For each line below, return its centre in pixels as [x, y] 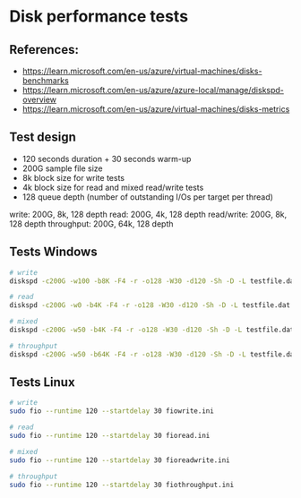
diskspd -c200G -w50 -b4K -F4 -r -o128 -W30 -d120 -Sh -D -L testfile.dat [152, 330]
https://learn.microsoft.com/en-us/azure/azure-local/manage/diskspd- [153, 90]
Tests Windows [53, 252]
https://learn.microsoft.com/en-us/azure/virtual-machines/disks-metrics [156, 109]
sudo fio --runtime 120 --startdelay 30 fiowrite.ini [112, 411]
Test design [43, 137]
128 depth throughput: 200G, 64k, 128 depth [91, 223]
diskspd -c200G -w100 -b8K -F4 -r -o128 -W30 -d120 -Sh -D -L [128, 281]
